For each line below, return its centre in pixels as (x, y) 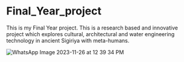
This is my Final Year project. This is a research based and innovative (92, 28)
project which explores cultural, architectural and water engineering (90, 34)
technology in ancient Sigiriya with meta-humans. (68, 40)
